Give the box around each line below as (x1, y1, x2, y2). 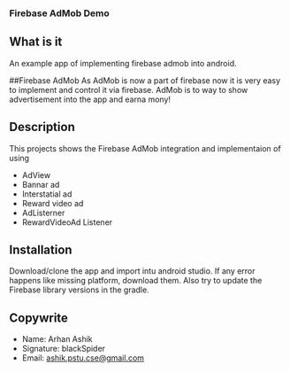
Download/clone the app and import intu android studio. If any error (9, 266, 256, 276)
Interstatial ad (21, 189, 72, 199)
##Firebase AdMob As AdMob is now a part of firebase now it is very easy (9, 74, 281, 86)
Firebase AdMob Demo (9, 7, 110, 19)
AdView (21, 169, 51, 180)
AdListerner (21, 207, 65, 218)
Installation (9, 242, 72, 257)
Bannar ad (21, 179, 60, 190)
